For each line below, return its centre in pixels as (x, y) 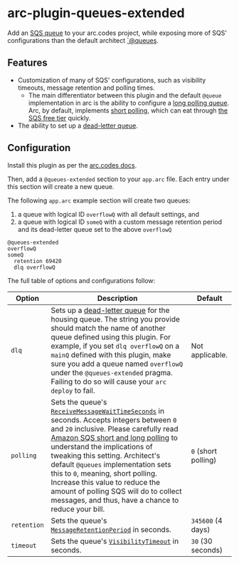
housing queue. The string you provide (115, 319)
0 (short (204, 451)
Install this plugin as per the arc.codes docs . (72, 165)
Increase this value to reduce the (106, 482)
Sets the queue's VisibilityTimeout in (115, 541)
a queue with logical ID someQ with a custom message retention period (120, 222)
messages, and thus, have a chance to (115, 500)
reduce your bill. (78, 509)
